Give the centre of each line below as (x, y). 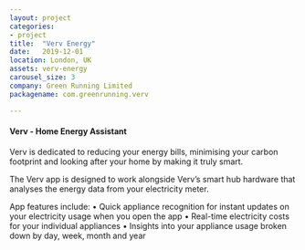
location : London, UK (51, 60)
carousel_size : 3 (42, 78)
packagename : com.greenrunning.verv (79, 94)
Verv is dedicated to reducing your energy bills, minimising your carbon (144, 151)
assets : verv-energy (49, 69)
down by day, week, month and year (78, 235)
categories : (32, 26)
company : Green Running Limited (71, 86)
